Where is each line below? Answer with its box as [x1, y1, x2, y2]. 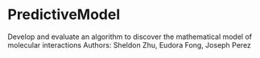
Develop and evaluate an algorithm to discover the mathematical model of [7, 32, 253, 41]
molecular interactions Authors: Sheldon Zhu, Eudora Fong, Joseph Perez [7, 40, 251, 49]
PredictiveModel [7, 6, 121, 24]
